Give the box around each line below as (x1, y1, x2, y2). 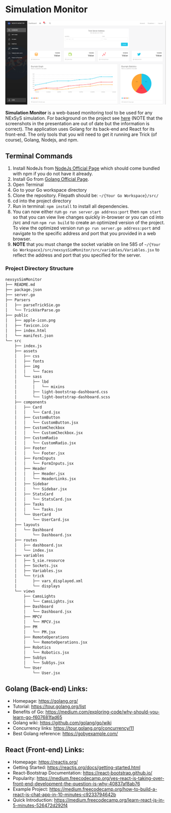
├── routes (14, 538, 38, 543)
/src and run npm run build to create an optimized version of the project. (12, 220, 165, 226)
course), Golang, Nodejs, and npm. (5, 137, 79, 143)
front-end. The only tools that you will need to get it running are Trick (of (5, 131, 157, 137)
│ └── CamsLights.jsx (23, 599, 74, 604)
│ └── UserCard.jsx (14, 517, 70, 522)
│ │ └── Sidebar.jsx (14, 486, 67, 492)
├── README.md (5, 282, 36, 287)
